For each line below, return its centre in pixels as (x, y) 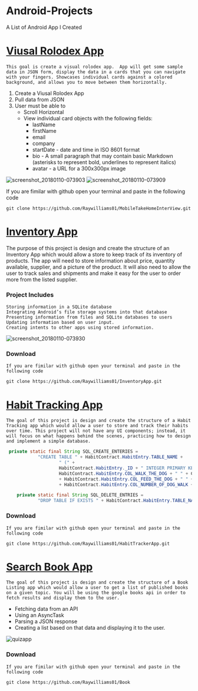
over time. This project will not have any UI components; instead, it (96, 431)
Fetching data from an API (46, 609)
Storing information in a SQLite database (59, 307)
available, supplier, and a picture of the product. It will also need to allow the (98, 267)
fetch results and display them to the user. (63, 598)
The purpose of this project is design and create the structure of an (88, 248)
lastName (44, 125)
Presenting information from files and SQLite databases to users (89, 317)
